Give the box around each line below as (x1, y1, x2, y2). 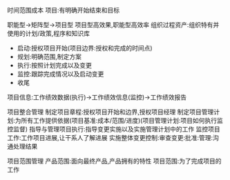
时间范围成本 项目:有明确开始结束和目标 (7, 6, 119, 14)
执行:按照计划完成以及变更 (17, 61, 92, 69)
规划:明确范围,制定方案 (17, 52, 82, 61)
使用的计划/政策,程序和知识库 (7, 30, 90, 37)
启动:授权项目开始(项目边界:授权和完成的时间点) (17, 44, 153, 52)
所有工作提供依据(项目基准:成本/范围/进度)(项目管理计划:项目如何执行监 (21, 117, 223, 124)
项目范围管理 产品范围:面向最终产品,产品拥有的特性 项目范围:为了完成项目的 (7, 157, 222, 165)
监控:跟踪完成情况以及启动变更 (17, 70, 104, 78)
